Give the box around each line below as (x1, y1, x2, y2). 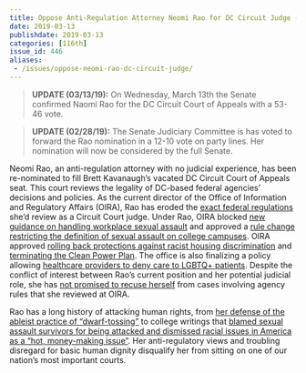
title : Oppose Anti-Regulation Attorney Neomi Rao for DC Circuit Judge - (9, 13, 300, 23)
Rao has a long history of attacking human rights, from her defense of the (9, 306, 285, 317)
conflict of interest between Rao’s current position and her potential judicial (9, 269, 291, 280)
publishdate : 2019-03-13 (9, 30, 104, 39)
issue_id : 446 (9, 47, 64, 56)
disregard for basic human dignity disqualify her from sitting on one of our (9, 345, 288, 356)
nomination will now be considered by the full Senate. (31, 145, 233, 156)
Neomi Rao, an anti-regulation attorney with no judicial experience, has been (9, 163, 297, 174)
